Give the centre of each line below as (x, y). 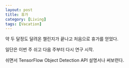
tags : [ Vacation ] (24, 24)
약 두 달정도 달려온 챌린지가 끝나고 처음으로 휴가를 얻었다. (62, 39)
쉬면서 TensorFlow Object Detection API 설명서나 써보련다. (65, 60)
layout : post (19, 10)
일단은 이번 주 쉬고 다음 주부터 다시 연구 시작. (50, 50)
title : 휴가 (17, 15)
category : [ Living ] (26, 19)
